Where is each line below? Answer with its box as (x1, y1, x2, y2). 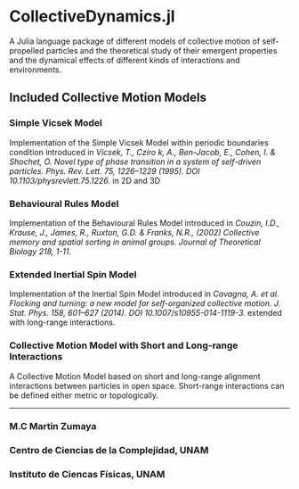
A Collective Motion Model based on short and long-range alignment (9, 370, 261, 381)
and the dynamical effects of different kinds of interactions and (9, 54, 240, 65)
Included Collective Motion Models (9, 90, 207, 105)
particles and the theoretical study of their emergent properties (45, 45, 278, 55)
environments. (9, 64, 62, 75)
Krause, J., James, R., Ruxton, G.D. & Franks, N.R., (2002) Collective (9, 227, 260, 237)
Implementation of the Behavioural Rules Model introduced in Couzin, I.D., (9, 217, 280, 228)
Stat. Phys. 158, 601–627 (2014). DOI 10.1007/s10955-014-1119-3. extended (9, 308, 283, 319)
